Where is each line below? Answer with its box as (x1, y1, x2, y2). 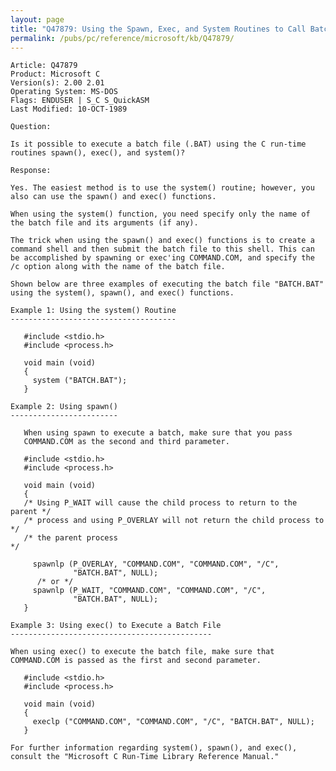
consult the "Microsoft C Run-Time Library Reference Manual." (10, 752, 280, 762)
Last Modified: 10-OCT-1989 (10, 104, 128, 115)
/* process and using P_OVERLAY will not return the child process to (23, 516, 325, 526)
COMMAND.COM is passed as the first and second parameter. (10, 656, 262, 666)
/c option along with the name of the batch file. (10, 262, 226, 272)
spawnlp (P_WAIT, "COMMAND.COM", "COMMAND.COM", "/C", (32, 586, 267, 596)
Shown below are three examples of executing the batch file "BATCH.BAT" (10, 279, 325, 290)
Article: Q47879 (10, 61, 78, 71)
